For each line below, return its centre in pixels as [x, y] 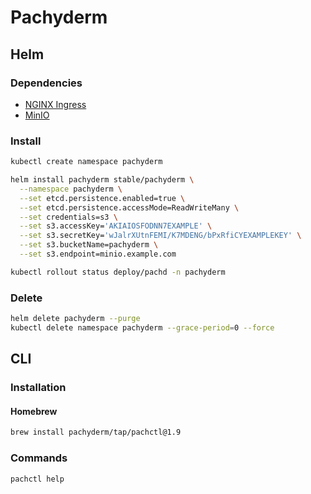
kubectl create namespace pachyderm [86, 162]
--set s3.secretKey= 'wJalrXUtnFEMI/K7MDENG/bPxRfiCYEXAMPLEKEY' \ [160, 236]
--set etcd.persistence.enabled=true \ [102, 198]
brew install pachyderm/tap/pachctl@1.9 [96, 432]
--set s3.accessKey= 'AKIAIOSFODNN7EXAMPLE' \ [116, 226]
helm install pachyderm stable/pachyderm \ [102, 180]
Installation [38, 388]
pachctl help [37, 479]
